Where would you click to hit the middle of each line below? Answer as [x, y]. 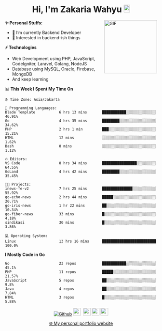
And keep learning [30, 79]
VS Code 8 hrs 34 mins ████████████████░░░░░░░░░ [81, 163]
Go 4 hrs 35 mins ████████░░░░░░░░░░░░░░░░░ [81, 121]
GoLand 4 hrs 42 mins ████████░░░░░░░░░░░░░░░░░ [81, 172]
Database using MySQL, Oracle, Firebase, [54, 69]
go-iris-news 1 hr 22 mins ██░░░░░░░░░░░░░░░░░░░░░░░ [81, 205]
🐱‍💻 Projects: [18, 184]
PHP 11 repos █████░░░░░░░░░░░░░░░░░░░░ [81, 272]
